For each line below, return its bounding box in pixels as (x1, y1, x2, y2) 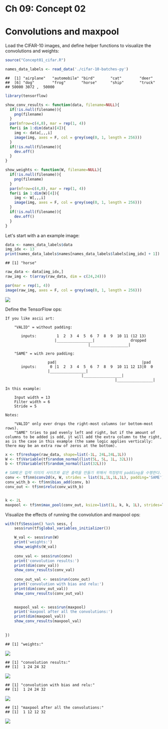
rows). (5, 425, 19, 430)
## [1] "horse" (5, 260, 37, 266)
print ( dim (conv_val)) (14, 563, 59, 568)
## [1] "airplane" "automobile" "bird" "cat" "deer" (5, 76, 153, 81)
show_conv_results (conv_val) (14, 567, 75, 572)
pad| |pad (47, 360, 151, 365)
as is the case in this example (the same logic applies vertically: (5, 439, 153, 444)
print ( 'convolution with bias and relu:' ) (14, 581, 104, 587)
